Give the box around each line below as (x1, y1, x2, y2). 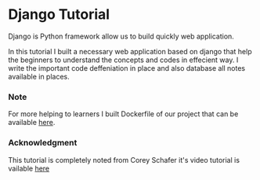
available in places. (8, 72, 70, 81)
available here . (8, 118, 56, 127)
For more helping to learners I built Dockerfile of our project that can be (8, 109, 239, 119)
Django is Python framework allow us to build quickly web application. (8, 31, 235, 41)
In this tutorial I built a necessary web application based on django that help (8, 46, 252, 56)
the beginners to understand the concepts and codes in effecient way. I (8, 55, 239, 64)
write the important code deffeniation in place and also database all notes (8, 63, 246, 72)
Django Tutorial (8, 6, 110, 24)
